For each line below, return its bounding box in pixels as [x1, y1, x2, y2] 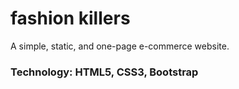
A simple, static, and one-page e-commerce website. [10, 40, 230, 52]
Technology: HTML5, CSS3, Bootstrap [10, 65, 199, 79]
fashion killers [10, 7, 131, 30]
